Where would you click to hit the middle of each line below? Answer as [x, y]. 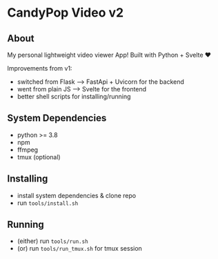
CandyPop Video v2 [66, 13]
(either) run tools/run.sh [52, 241]
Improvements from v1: [40, 68]
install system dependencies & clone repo [77, 195]
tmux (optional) [39, 157]
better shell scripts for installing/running [74, 96]
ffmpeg [28, 150]
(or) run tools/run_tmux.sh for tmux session [80, 249]
